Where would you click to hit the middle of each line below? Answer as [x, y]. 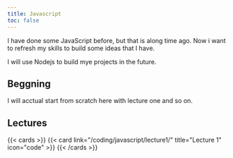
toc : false [23, 20]
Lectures [27, 123]
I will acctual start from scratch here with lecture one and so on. [100, 101]
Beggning [29, 84]
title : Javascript [34, 14]
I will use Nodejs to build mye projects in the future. [82, 61]
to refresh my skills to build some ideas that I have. [81, 48]
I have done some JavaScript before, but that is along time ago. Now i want [116, 40]
